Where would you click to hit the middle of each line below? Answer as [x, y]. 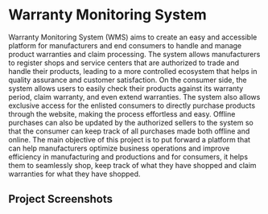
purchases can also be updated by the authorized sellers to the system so [131, 122]
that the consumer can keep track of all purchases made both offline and [129, 131]
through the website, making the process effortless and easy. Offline [122, 113]
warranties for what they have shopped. [74, 174]
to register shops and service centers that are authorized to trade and [124, 63]
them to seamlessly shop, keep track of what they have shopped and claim [132, 165]
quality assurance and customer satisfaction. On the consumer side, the [128, 80]
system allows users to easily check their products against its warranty [126, 88]
